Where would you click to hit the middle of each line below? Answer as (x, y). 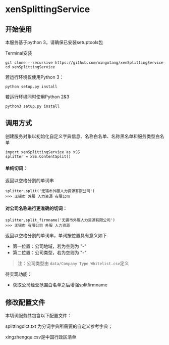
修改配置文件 (25, 302)
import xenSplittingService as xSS (43, 152)
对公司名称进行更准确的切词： (36, 208)
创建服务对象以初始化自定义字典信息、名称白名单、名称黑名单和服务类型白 (82, 136)
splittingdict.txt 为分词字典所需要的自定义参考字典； (59, 326)
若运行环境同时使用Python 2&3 (37, 97)
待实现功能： (18, 274)
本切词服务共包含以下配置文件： (38, 316)
